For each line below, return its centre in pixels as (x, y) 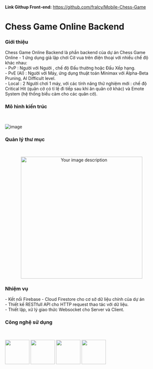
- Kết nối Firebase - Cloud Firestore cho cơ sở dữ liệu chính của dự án (75, 299)
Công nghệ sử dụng (29, 322)
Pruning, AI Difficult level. (30, 78)
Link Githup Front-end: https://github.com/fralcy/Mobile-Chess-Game (76, 7)
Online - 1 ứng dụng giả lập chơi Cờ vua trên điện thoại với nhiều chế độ (77, 58)
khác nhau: (16, 63)
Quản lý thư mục (25, 139)
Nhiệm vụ (17, 289)
